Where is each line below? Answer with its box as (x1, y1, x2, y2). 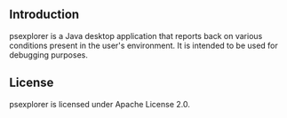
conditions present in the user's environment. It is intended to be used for (9, 40, 278, 51)
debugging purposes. (9, 49, 89, 60)
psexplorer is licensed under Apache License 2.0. (9, 98, 191, 109)
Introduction (9, 7, 80, 22)
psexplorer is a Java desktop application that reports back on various (9, 30, 263, 41)
